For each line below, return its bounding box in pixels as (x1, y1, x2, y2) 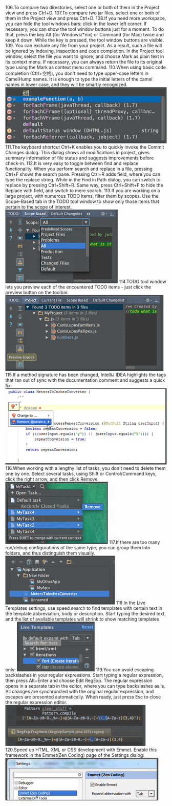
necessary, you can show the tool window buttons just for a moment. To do (5, 26, 164, 32)
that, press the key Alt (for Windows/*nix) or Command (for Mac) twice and (5, 32, 164, 37)
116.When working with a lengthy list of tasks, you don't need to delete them (5, 465, 166, 471)
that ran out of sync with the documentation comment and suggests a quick (5, 377, 165, 383)
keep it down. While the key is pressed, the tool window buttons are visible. (5, 37, 164, 43)
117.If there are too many (109, 539, 160, 545)
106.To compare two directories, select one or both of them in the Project (5, 5, 160, 10)
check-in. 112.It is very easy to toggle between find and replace (5, 160, 139, 167)
